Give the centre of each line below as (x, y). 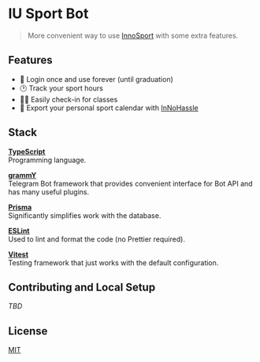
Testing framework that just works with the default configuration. (113, 262)
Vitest (19, 254)
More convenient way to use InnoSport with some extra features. (133, 35)
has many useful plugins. (48, 192)
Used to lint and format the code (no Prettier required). (97, 239)
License (28, 331)
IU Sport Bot (48, 14)
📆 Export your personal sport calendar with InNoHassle (109, 108)
